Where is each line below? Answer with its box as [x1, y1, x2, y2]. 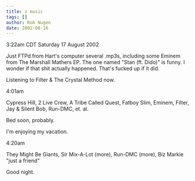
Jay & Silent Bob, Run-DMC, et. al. [6, 105, 89, 112]
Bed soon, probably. [6, 117, 55, 124]
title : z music [6, 8, 43, 15]
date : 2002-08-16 [6, 25, 49, 31]
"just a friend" [6, 157, 40, 165]
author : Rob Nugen [6, 19, 51, 25]
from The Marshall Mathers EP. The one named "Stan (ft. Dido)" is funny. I [6, 59, 185, 66]
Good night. [6, 169, 35, 176]
